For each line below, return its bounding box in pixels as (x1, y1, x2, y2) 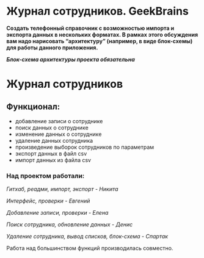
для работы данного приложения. (6, 44, 98, 51)
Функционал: (6, 101, 60, 112)
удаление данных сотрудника (15, 137, 93, 144)
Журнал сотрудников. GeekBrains (6, 4, 189, 18)
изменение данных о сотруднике (15, 130, 102, 138)
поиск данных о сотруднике (15, 124, 89, 131)
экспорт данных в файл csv (15, 149, 87, 157)
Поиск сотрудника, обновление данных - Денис (6, 221, 133, 228)
